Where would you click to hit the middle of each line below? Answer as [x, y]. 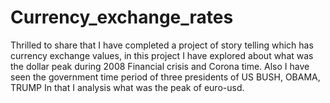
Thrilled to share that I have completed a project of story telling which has [162, 45]
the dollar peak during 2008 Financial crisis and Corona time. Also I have [160, 66]
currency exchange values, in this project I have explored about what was [162, 55]
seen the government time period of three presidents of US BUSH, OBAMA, [165, 77]
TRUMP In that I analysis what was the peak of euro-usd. [127, 87]
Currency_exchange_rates [122, 17]
